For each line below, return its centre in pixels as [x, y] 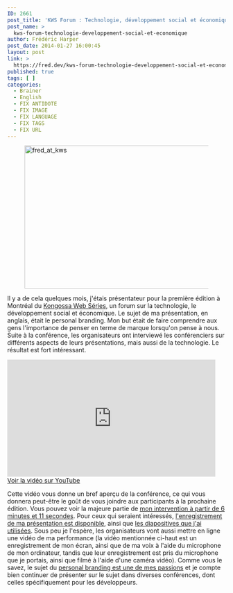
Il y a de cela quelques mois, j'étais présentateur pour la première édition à [114, 298]
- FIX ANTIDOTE [35, 104]
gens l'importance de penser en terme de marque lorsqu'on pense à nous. [113, 328]
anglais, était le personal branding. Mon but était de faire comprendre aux [112, 320]
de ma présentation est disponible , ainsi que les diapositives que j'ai [105, 524]
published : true [31, 71]
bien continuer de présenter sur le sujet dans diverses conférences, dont [111, 575]
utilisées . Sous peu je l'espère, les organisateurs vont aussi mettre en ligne [114, 531]
